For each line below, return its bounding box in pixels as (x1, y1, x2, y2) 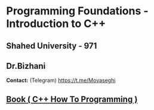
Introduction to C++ (6, 17, 106, 30)
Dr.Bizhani (6, 61, 46, 71)
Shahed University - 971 (6, 41, 97, 51)
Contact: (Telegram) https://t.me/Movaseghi (6, 77, 116, 84)
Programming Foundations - (6, 4, 149, 18)
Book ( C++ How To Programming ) (6, 94, 138, 104)
